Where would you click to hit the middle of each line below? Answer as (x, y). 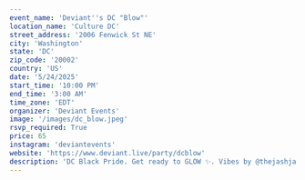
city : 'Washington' (46, 43)
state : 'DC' (32, 52)
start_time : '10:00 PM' (55, 85)
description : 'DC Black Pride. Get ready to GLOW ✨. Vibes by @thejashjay (155, 161)
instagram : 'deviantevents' (63, 145)
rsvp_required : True (49, 128)
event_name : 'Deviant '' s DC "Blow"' (79, 18)
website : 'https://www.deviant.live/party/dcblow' (107, 153)
